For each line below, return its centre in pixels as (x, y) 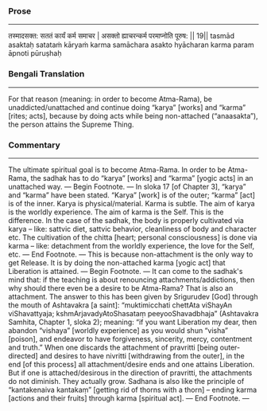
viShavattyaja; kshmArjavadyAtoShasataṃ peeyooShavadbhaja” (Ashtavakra (133, 313)
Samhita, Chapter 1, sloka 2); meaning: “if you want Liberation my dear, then (133, 322)
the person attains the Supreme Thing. (71, 124)
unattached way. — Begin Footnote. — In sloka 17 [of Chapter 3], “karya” (127, 186)
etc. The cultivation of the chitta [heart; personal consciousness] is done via (133, 237)
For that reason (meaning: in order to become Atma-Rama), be (110, 99)
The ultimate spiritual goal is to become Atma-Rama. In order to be (117, 170)
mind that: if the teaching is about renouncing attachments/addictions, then (132, 280)
